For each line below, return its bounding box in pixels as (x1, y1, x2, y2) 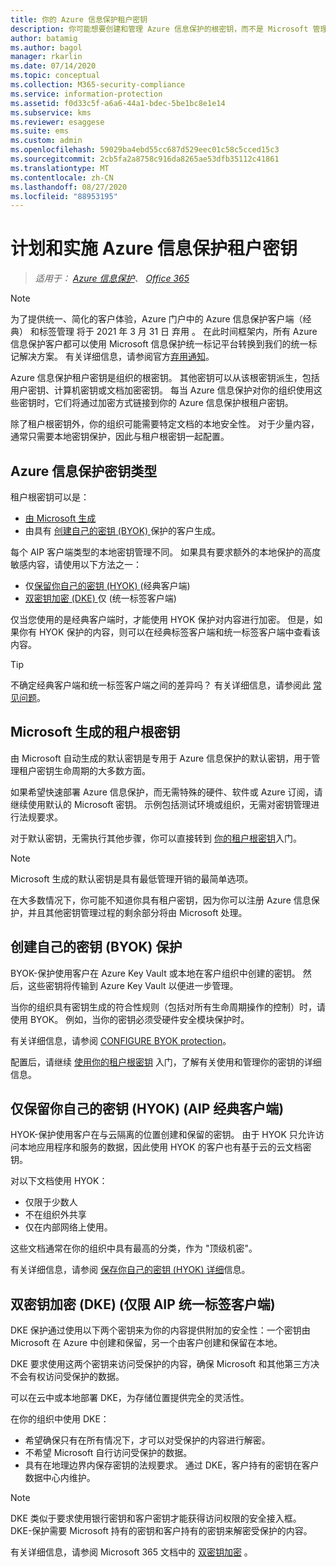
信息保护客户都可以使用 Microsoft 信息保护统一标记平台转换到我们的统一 (10, 338, 309, 350)
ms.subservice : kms (10, 107, 92, 118)
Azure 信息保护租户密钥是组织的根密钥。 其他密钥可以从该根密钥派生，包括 (10, 372, 320, 384)
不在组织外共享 (24, 1209, 87, 1221)
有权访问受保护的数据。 (27, 1371, 125, 1383)
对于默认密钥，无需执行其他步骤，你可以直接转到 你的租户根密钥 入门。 (10, 832, 302, 844)
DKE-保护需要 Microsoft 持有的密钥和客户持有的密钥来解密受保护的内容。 (10, 1525, 313, 1537)
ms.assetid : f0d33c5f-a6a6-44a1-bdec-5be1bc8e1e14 (10, 98, 226, 108)
